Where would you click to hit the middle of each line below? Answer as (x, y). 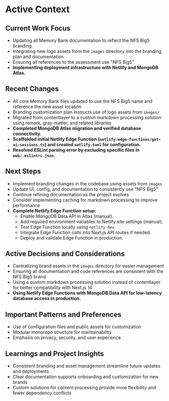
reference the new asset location (47, 106)
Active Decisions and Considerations (65, 254)
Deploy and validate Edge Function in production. (72, 237)
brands (20, 382)
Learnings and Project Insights (55, 353)
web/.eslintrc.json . (34, 155)
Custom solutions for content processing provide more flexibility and (84, 388)
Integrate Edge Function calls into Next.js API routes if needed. (86, 232)
